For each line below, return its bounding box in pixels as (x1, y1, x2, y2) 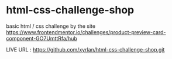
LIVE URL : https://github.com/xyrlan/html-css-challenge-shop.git (6, 46, 165, 53)
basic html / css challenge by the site (6, 23, 95, 30)
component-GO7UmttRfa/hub (6, 35, 77, 42)
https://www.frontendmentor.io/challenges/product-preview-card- (6, 28, 166, 35)
